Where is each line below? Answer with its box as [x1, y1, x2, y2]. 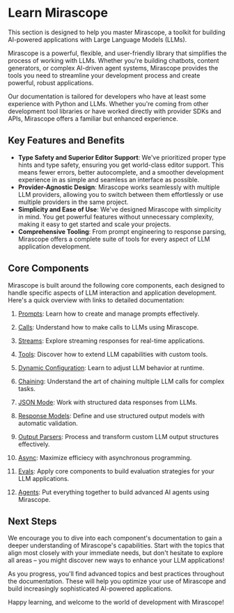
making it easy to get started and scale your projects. [17, 220, 171, 228]
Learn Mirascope [8, 5, 109, 21]
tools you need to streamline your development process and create [8, 71, 201, 80]
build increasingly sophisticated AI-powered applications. [8, 584, 173, 593]
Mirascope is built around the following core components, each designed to [8, 281, 225, 289]
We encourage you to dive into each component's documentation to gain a [8, 534, 222, 542]
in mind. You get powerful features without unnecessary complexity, [17, 212, 214, 221]
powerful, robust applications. [8, 78, 94, 87]
